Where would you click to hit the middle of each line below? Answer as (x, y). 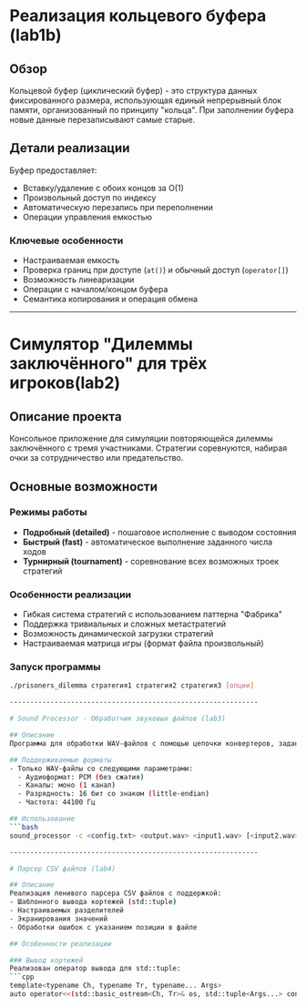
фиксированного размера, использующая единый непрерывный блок (146, 100)
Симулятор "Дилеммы (101, 345)
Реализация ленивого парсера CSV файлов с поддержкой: (116, 893)
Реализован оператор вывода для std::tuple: (95, 969)
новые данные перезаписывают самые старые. (102, 120)
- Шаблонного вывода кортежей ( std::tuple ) (93, 902)
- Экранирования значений (58, 919)
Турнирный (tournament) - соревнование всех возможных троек (151, 561)
